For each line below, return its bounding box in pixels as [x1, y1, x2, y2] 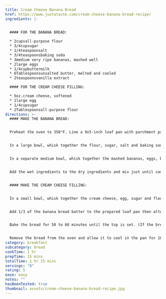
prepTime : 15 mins [5, 254, 43, 259]
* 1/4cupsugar [9, 102, 39, 108]
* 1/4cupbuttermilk [9, 66, 50, 72]
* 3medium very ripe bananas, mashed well [9, 57, 98, 62]
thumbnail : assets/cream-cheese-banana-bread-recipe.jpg [5, 286, 125, 291]
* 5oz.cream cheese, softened [9, 93, 72, 98]
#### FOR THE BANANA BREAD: [9, 30, 68, 35]
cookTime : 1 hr [5, 249, 37, 255]
